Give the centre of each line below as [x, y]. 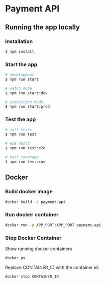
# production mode [24, 102]
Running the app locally [43, 27]
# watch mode [19, 88]
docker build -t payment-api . [38, 202]
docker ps [15, 258]
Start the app [21, 64]
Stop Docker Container [33, 238]
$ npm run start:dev [27, 93]
